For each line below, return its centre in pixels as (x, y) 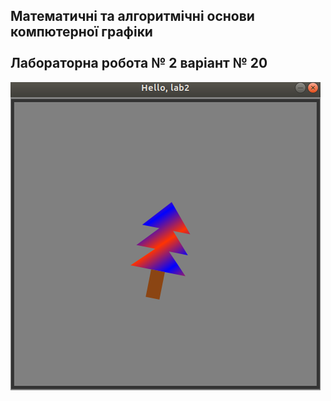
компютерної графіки (81, 32)
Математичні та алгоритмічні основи (132, 16)
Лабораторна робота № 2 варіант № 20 (139, 63)
